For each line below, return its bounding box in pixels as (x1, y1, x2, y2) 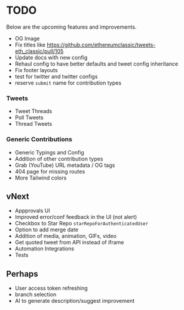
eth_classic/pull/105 (14, 47, 64, 54)
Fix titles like (14, 41, 46, 48)
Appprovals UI (14, 207, 50, 215)
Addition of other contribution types (14, 155, 103, 162)
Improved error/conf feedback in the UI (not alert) (14, 213, 137, 221)
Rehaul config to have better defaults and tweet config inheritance (14, 60, 179, 67)
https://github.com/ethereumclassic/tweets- (47, 41, 156, 48)
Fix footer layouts (14, 66, 58, 73)
